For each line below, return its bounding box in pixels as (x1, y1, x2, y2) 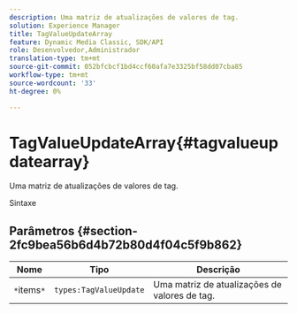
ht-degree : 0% (9, 87, 62, 95)
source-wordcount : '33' (9, 79, 97, 88)
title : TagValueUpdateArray (9, 29, 113, 38)
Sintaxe (9, 198, 37, 209)
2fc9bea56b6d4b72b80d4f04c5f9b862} (9, 237, 243, 252)
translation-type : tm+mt (9, 54, 101, 63)
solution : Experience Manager (9, 21, 121, 30)
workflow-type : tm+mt (9, 71, 89, 80)
